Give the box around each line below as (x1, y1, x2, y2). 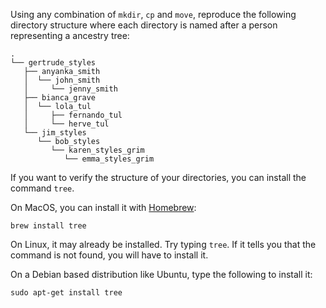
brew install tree (10, 221, 87, 231)
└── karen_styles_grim (50, 145, 145, 155)
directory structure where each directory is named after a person (10, 19, 278, 31)
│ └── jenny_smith (23, 84, 118, 94)
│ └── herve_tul (23, 119, 110, 129)
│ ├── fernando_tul (23, 110, 123, 120)
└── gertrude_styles (10, 58, 97, 68)
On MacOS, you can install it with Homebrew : (10, 202, 197, 213)
